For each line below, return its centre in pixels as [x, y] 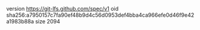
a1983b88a [20, 21]
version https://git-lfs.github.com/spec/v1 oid [63, 9]
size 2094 [48, 21]
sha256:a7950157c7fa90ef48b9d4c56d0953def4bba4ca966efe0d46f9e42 [100, 15]
